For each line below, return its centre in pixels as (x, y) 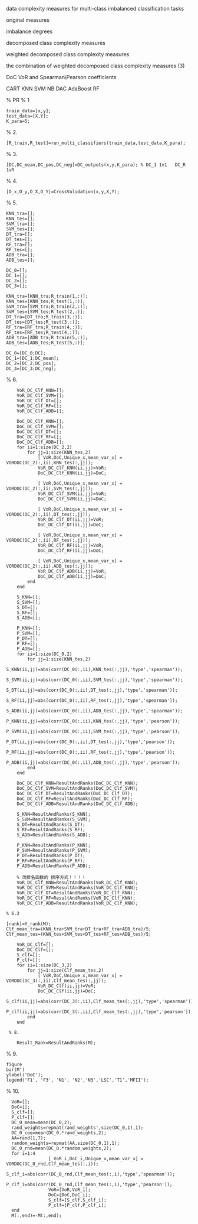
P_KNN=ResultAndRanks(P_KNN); (54, 845)
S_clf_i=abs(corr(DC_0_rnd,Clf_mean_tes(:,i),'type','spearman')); (91, 1174)
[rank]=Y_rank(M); (29, 924)
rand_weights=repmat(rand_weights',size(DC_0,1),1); (77, 1128)
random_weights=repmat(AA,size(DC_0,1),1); (65, 1143)
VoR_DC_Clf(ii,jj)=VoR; (67, 986)
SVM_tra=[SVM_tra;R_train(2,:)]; (47, 307)
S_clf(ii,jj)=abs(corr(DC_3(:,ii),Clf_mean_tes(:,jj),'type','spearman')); (101, 1001)
